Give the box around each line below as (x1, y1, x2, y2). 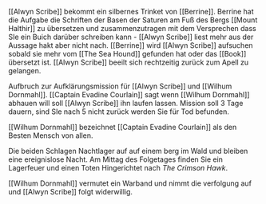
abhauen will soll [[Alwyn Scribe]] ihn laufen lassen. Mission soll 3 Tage (8, 99, 244, 108)
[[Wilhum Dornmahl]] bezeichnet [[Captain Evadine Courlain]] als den (8, 123, 237, 131)
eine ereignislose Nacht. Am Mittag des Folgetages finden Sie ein (8, 155, 224, 164)
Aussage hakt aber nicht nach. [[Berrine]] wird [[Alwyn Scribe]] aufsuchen (8, 41, 253, 50)
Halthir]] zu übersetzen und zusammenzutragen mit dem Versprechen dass (8, 24, 257, 33)
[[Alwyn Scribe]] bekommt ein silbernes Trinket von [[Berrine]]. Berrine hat (8, 7, 254, 16)
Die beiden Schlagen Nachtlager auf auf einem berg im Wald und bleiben (8, 147, 248, 155)
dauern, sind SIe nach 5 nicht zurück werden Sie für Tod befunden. (8, 107, 230, 116)
